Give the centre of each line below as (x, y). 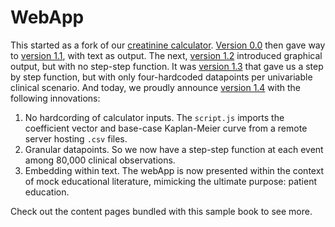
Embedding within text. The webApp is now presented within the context (174, 170)
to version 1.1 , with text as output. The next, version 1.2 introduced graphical (166, 55)
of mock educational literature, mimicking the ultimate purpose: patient (171, 181)
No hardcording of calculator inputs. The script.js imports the (154, 117)
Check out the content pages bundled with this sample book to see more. (161, 211)
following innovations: (55, 98)
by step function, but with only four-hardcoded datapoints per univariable (161, 77)
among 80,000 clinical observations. (100, 160)
